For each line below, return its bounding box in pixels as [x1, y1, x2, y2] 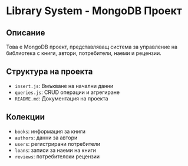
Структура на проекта [6, 67, 93, 77]
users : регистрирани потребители [14, 140, 100, 147]
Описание [6, 28, 45, 38]
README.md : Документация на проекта [14, 95, 108, 102]
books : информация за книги [14, 128, 86, 135]
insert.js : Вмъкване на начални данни [14, 82, 114, 89]
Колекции [6, 112, 45, 122]
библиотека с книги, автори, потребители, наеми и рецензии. [6, 50, 162, 57]
